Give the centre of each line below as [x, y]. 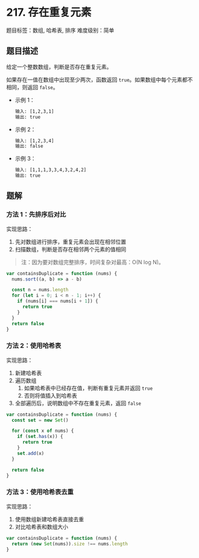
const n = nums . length [40, 290]
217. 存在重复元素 [49, 12]
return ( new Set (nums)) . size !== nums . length [70, 544]
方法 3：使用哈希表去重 [40, 492]
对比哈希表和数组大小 [41, 527]
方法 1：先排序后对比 [36, 215]
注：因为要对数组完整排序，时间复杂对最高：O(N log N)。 [93, 262]
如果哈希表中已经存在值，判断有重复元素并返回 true [88, 388]
